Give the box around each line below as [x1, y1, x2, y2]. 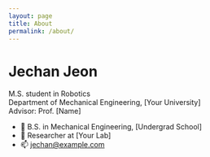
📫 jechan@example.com [20, 140, 105, 150]
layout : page [8, 11, 53, 20]
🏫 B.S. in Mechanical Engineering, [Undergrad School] [20, 122, 202, 132]
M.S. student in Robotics [8, 89, 91, 98]
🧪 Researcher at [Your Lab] [20, 131, 112, 141]
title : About [8, 20, 53, 28]
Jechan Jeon [8, 62, 98, 81]
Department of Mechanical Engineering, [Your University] [8, 98, 201, 107]
